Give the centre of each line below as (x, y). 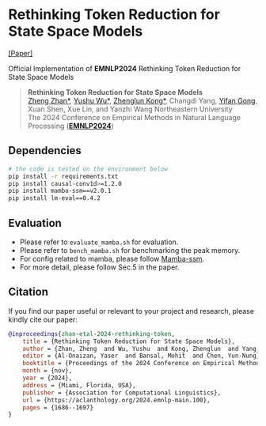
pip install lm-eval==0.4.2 (55, 198)
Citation (28, 292)
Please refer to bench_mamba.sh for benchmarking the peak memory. (130, 250)
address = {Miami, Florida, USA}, (79, 385)
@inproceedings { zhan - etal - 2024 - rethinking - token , (92, 334)
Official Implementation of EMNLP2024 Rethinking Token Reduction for (125, 68)
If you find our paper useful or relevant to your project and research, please (131, 311)
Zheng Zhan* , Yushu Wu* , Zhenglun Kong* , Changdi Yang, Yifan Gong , (142, 100)
